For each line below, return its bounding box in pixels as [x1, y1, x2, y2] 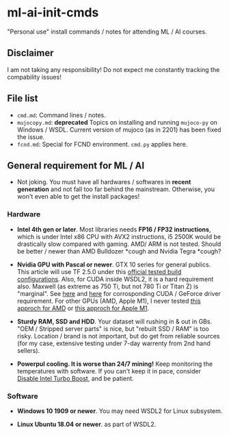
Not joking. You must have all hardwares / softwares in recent [16, 178, 191, 186]
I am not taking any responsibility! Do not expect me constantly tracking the [7, 65, 220, 73]
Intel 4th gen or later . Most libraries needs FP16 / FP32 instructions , [16, 225, 211, 234]
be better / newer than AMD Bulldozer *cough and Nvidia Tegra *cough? [16, 247, 221, 255]
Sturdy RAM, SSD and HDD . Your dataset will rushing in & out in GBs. [16, 317, 213, 325]
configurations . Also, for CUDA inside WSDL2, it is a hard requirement [16, 275, 214, 283]
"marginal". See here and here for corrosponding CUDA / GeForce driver [16, 289, 221, 297]
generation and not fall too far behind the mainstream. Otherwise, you [16, 185, 215, 193]
